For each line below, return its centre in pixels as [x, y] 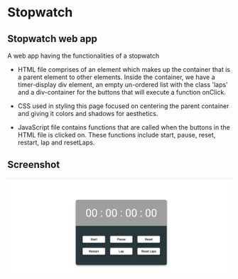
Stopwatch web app [52, 39]
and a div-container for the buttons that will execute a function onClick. [121, 92]
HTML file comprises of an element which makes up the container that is [124, 69]
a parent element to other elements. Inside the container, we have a [116, 77]
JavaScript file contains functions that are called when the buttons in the [124, 127]
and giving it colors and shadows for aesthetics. [88, 114]
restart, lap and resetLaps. [56, 142]
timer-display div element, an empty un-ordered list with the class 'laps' [123, 85]
